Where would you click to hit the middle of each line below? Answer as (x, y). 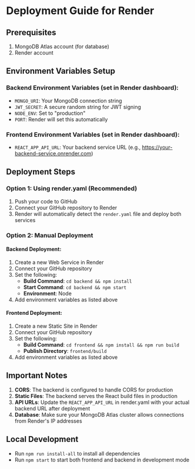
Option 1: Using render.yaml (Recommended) (72, 189)
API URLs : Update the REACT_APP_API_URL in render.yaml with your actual (102, 402)
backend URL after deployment (52, 408)
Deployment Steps (41, 172)
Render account (34, 53)
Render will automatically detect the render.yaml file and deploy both (98, 214)
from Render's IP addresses (48, 421)
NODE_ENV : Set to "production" (50, 113)
